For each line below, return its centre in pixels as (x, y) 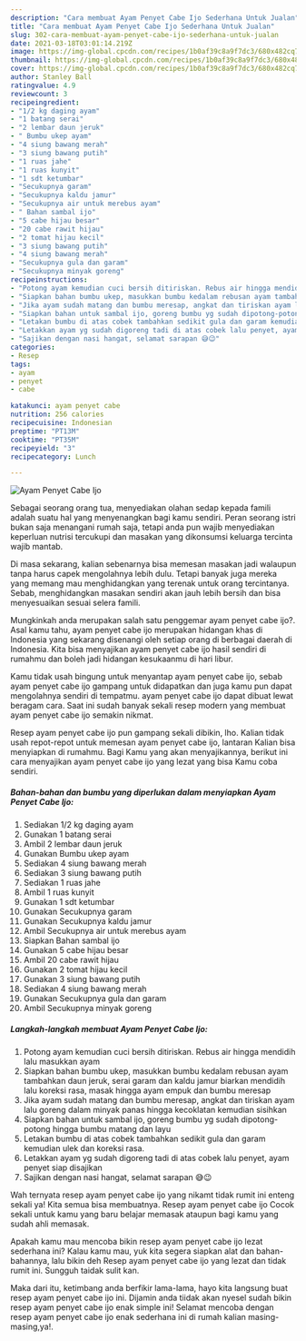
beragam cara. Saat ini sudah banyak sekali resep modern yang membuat (148, 706)
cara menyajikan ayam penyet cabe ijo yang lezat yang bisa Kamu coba (144, 762)
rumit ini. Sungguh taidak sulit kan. (75, 1271)
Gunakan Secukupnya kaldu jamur (88, 921)
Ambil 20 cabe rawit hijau (71, 960)
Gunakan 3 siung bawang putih (82, 979)
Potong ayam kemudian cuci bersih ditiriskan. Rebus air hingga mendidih (159, 1052)
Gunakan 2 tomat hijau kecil (75, 969)
